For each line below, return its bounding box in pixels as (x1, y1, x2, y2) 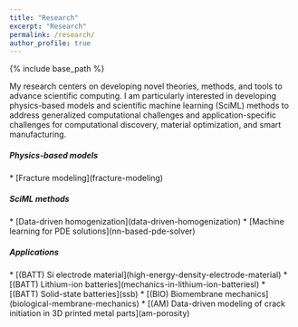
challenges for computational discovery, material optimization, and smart (9, 120, 282, 130)
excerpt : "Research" (9, 22, 88, 31)
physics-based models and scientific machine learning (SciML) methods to (9, 101, 290, 111)
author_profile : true (9, 38, 91, 48)
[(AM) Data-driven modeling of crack (147, 298, 286, 309)
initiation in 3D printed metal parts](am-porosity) (9, 308, 190, 319)
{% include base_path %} (9, 63, 105, 74)
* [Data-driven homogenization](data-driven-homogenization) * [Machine (9, 216, 285, 227)
